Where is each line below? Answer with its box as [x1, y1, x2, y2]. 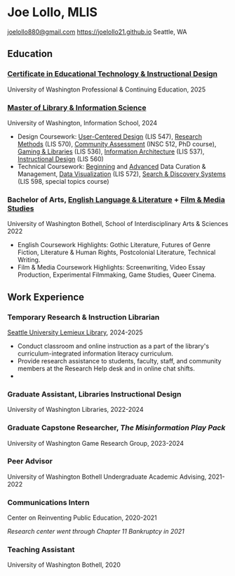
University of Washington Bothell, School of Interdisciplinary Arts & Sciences [7, 220, 229, 228]
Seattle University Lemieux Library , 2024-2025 [7, 328, 143, 337]
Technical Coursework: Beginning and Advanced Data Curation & [17, 162, 206, 170]
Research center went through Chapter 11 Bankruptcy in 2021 [7, 527, 184, 536]
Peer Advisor [7, 456, 53, 466]
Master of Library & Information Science [7, 103, 147, 113]
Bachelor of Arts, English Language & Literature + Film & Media [7, 194, 226, 204]
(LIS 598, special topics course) [17, 177, 110, 185]
